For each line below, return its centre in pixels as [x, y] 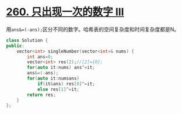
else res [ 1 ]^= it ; [58, 89]
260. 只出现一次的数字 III [65, 12]
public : [15, 46]
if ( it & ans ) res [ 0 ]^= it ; [66, 84]
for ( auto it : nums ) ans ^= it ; [61, 68]
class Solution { [27, 40]
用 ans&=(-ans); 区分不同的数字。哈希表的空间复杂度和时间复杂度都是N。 [93, 29]
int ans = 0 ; [40, 57]
